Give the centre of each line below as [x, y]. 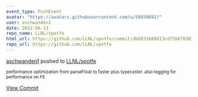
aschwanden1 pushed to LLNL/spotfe [51, 61]
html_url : [18, 39]
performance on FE [26, 77]
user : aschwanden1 [29, 22]
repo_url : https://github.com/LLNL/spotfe [59, 45]
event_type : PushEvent [34, 11]
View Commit [22, 88]
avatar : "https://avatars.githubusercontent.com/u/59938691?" [84, 17]
